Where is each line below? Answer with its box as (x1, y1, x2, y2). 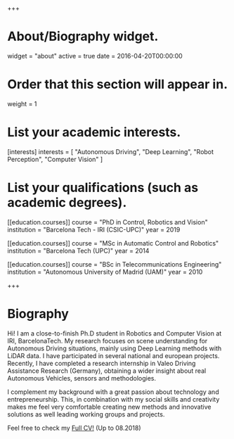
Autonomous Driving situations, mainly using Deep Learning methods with (7, 344, 222, 352)
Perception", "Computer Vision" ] (7, 155, 103, 163)
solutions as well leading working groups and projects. (7, 409, 165, 419)
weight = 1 (7, 99, 37, 108)
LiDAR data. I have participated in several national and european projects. (7, 351, 220, 360)
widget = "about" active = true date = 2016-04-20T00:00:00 (7, 51, 183, 60)
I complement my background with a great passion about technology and (7, 388, 219, 396)
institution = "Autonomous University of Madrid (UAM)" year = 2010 (7, 267, 203, 276)
